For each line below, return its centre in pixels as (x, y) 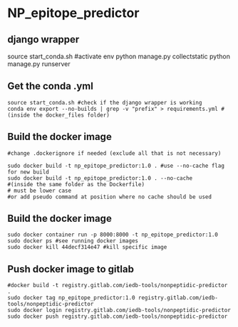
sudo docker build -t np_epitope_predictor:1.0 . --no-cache (100, 178)
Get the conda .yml (51, 86)
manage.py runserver (39, 64)
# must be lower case (40, 191)
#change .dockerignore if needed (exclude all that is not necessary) (114, 153)
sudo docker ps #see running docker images (73, 241)
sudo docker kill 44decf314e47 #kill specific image (87, 247)
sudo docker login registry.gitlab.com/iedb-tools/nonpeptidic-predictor (119, 311)
